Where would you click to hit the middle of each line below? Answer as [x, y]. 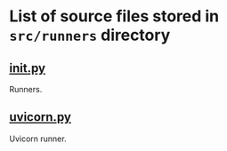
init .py [28, 68]
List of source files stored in [114, 16]
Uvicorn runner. [38, 139]
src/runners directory [90, 35]
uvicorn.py [40, 117]
